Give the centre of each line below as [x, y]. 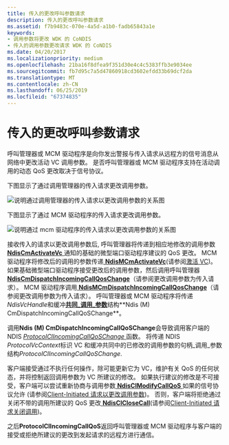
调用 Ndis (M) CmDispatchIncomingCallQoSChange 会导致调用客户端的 [108, 328]
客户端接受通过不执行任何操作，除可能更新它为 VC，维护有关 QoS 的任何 [110, 368]
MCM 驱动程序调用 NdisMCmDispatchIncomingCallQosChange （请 [121, 287]
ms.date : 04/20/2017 [37, 52]
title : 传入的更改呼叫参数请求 [46, 13]
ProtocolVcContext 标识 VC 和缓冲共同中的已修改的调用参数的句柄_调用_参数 [115, 345]
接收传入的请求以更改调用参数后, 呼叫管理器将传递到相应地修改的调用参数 [111, 244]
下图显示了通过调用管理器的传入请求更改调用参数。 [79, 185]
